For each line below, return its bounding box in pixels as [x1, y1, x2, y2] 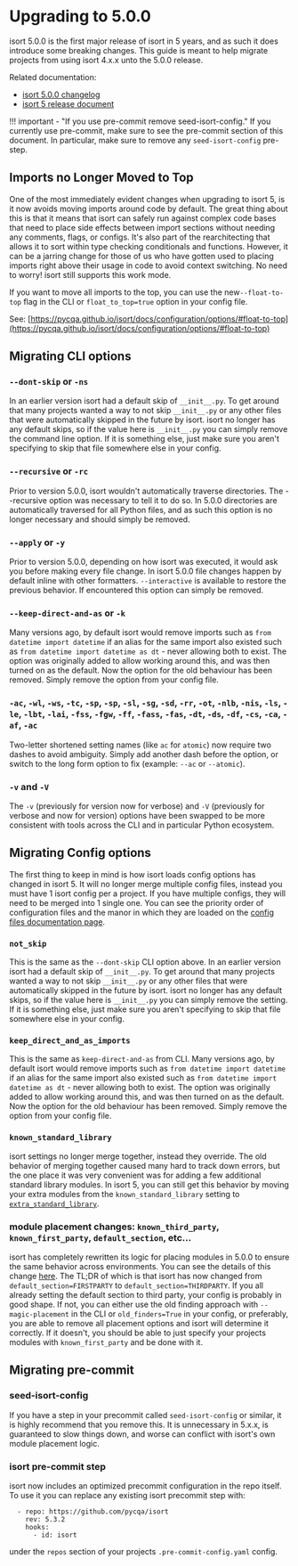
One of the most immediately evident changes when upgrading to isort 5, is [9, 193, 286, 204]
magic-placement [9, 1309, 69, 1319]
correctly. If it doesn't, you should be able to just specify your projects [9, 1327, 267, 1338]
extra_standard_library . [9, 1198, 100, 1209]
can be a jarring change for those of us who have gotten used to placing [9, 250, 274, 261]
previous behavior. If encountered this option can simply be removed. [9, 585, 264, 596]
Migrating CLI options [9, 349, 132, 364]
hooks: [25, 1522, 50, 1531]
